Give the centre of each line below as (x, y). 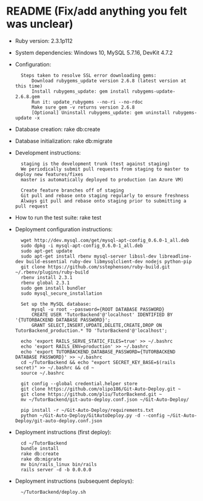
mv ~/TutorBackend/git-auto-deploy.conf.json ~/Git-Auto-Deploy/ (105, 399)
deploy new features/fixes (49, 174)
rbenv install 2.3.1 (47, 277)
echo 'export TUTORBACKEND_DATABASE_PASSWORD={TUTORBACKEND (98, 352)
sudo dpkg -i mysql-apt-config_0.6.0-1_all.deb (82, 246)
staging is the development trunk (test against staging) (95, 164)
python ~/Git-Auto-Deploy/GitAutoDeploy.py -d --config (93, 415)
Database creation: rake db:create (58, 129)
